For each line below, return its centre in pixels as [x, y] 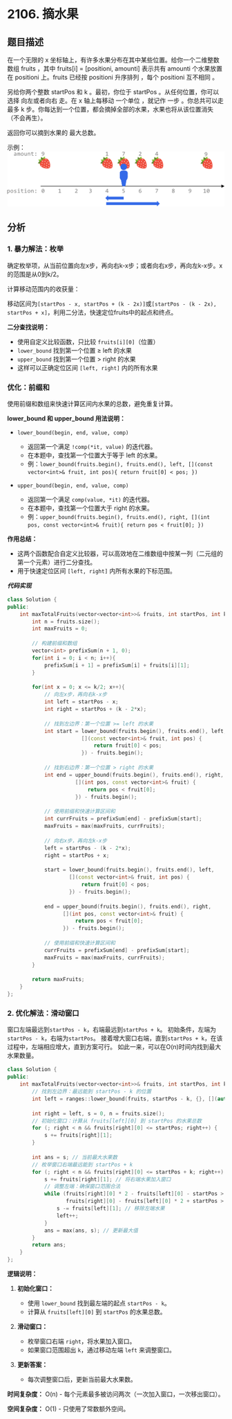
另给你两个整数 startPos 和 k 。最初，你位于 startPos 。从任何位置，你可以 [113, 92]
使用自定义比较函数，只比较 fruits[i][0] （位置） [88, 342]
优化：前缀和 [29, 387]
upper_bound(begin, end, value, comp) [73, 486]
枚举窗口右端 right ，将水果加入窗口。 [81, 1341]
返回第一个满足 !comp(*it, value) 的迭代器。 [92, 446]
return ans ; [49, 1245]
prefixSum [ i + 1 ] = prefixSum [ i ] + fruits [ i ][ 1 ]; [117, 665]
